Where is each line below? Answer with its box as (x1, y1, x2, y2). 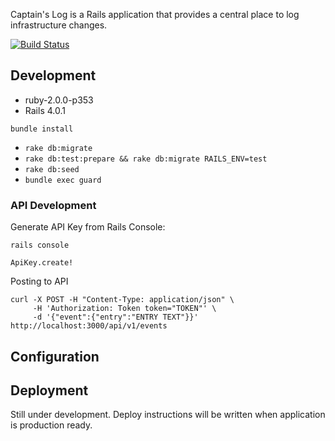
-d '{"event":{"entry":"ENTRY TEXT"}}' (32, 312, 199, 323)
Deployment (10, 382, 89, 399)
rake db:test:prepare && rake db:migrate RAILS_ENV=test (24, 154, 268, 164)
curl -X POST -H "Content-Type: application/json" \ (10, 295, 235, 305)
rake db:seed (24, 164, 80, 174)
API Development (10, 198, 97, 212)
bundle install (10, 124, 74, 134)
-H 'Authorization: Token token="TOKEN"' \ (32, 304, 217, 314)
